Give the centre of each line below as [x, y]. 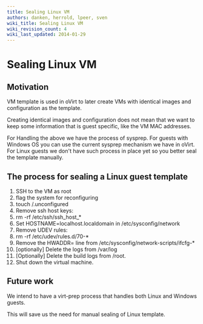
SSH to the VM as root [43, 191]
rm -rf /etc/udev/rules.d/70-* [52, 236]
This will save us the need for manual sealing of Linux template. [86, 314]
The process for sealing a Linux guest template [98, 177]
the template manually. [35, 157]
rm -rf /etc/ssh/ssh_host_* [48, 217]
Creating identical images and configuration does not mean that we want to [101, 120]
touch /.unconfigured [42, 204]
